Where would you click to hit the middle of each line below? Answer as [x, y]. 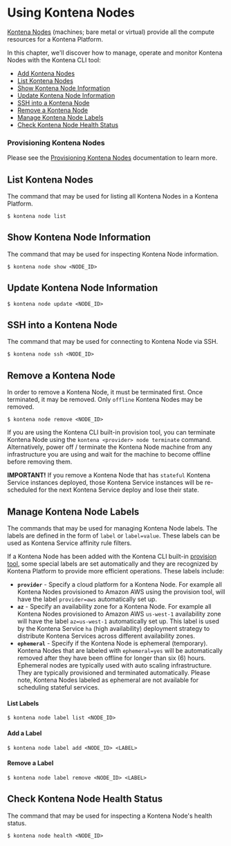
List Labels [23, 703]
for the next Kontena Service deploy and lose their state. [119, 490]
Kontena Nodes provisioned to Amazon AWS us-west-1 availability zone [119, 614]
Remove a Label [30, 763]
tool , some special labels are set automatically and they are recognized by [113, 564]
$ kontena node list [37, 217]
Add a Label [25, 733]
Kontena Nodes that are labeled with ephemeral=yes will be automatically [120, 651]
